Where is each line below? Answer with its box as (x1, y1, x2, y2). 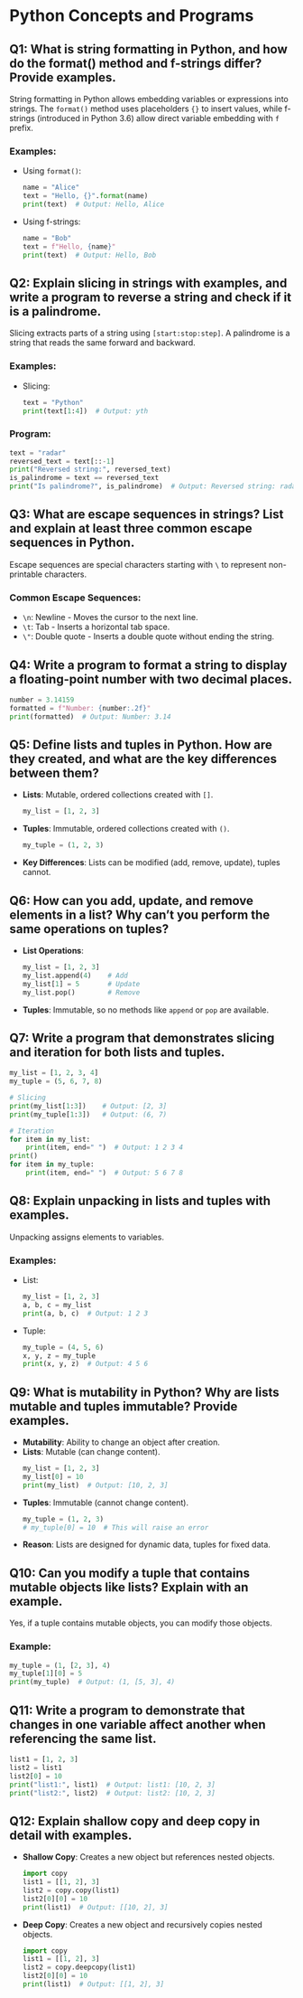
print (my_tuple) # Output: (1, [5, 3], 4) (9, 1678, 176, 1687)
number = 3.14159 (9, 695, 75, 704)
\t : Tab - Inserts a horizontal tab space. (22, 621, 170, 633)
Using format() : (22, 165, 82, 176)
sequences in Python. (9, 535, 135, 551)
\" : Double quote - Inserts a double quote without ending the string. (22, 631, 275, 642)
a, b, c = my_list (22, 1300, 92, 1309)
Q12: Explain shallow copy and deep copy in (9, 1814, 261, 1829)
